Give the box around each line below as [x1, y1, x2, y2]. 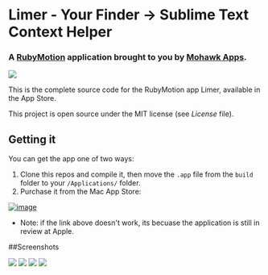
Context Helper [8, 23, 113, 41]
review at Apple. [19, 227, 75, 236]
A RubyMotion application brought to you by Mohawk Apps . [8, 52, 247, 63]
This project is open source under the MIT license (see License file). [8, 109, 234, 119]
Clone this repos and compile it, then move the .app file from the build [19, 169, 254, 179]
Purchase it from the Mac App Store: [19, 187, 142, 197]
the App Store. [8, 94, 56, 103]
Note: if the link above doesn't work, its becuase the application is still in [19, 218, 260, 227]
